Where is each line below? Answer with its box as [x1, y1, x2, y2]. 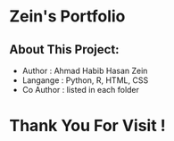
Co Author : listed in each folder [21, 85, 140, 95]
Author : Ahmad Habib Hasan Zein [21, 65, 148, 76]
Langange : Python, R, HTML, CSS [21, 75, 149, 86]
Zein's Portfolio [9, 6, 126, 27]
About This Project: [9, 42, 120, 57]
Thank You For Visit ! [9, 116, 167, 136]
